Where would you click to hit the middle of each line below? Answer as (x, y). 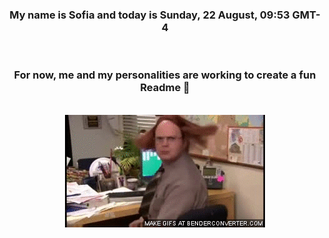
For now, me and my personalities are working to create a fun (165, 75)
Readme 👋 (165, 88)
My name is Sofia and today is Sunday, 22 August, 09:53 (149, 15)
